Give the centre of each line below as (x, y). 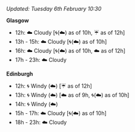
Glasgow (18, 20)
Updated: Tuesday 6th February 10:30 (54, 9)
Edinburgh (20, 74)
